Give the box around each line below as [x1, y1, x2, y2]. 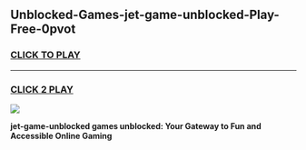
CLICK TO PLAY [10, 49, 81, 62]
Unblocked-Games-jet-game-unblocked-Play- [10, 7, 280, 23]
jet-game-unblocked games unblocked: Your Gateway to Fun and [10, 120, 262, 131]
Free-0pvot [10, 22, 76, 37]
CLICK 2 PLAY [10, 83, 74, 95]
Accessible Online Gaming [10, 130, 113, 141]
